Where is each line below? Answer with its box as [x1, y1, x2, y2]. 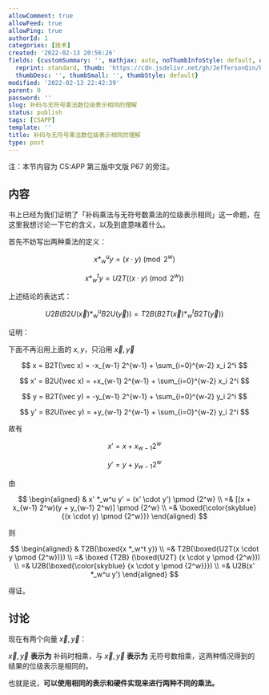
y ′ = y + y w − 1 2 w [107, 459, 162, 471]
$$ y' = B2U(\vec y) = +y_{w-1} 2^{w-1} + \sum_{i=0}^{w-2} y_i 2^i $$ [19, 406, 250, 417]
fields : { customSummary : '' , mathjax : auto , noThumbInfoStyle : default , [8, 57, 256, 65]
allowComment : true [8, 11, 74, 20]
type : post [8, 138, 45, 147]
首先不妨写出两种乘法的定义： [8, 237, 106, 247]
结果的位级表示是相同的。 [8, 661, 93, 671]
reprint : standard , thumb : [15, 64, 106, 72]
